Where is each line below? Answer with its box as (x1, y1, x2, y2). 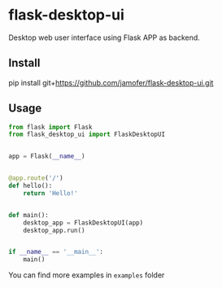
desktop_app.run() (23, 226, 85, 234)
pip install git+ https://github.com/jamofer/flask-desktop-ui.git (8, 77, 214, 87)
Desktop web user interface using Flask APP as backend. (8, 33, 201, 42)
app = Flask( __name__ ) (8, 152, 85, 160)
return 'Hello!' (23, 189, 79, 197)
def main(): (8, 211, 49, 219)
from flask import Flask (8, 123, 93, 131)
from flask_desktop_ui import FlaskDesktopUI (8, 130, 165, 139)
